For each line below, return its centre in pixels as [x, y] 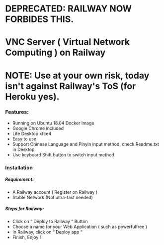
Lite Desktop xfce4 [32, 133]
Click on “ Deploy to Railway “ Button [50, 221]
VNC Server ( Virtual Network [68, 42]
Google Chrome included [38, 128]
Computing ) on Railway [55, 53]
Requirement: [19, 179]
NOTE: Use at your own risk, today [77, 75]
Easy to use [24, 139]
